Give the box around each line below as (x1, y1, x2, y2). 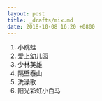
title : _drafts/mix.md (7, 17, 73, 24)
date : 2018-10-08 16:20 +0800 (7, 23, 96, 30)
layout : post (7, 10, 45, 17)
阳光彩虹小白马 (17, 86, 61, 95)
